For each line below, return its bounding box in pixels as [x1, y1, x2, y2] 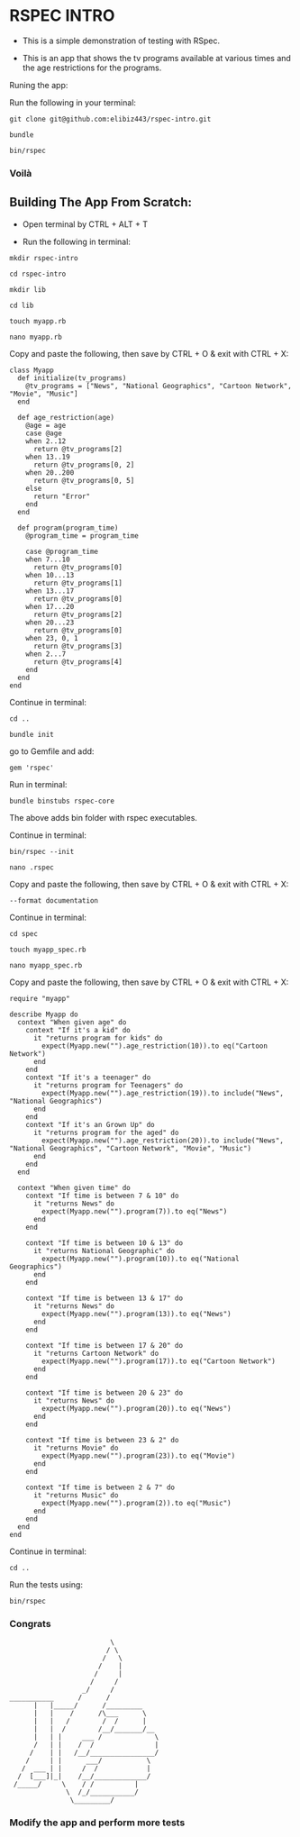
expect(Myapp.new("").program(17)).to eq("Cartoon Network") [41, 1357, 277, 1366]
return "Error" [32, 492, 91, 501]
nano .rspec [9, 862, 54, 872]
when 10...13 [25, 570, 75, 579]
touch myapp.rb [9, 316, 67, 325]
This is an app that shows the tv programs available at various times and [22, 52, 291, 63]
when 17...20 [25, 602, 75, 611]
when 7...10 [25, 555, 70, 564]
